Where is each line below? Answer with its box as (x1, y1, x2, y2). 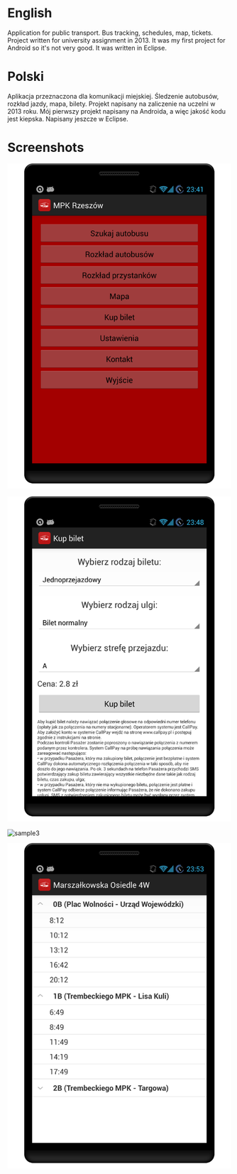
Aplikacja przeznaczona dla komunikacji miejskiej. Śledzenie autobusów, (7, 92, 219, 100)
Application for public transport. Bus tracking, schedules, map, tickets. (7, 28, 214, 37)
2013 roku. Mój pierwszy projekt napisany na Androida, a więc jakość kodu (7, 107, 226, 115)
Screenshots (7, 140, 84, 156)
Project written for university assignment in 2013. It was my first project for (7, 36, 226, 44)
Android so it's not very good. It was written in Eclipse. (7, 43, 167, 52)
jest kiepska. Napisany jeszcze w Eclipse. (7, 114, 129, 123)
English (7, 5, 53, 21)
